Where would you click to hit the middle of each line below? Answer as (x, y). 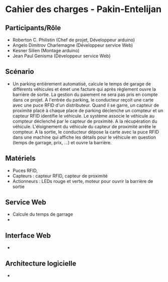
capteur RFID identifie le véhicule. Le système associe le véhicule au (83, 116)
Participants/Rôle (33, 28)
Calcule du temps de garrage (43, 214)
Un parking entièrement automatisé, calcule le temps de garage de (82, 83)
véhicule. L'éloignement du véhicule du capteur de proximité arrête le (84, 126)
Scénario (20, 72)
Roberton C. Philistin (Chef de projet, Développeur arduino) (74, 40)
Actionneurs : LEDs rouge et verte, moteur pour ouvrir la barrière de (83, 181)
